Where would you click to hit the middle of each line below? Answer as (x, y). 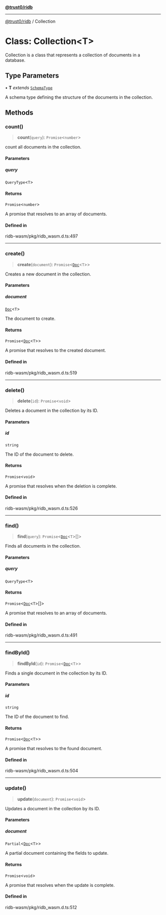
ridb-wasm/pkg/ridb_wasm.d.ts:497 (41, 236)
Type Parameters (32, 76)
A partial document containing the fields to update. (57, 853)
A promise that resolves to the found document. (54, 749)
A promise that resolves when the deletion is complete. (61, 486)
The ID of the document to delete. (40, 454)
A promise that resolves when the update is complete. (60, 885)
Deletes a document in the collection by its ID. (52, 410)
